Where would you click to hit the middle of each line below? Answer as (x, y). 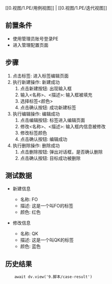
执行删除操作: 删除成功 (36, 145)
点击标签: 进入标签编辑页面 (41, 76)
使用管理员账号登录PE (35, 39)
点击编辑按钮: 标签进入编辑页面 (52, 120)
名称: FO (29, 199)
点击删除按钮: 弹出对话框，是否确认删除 (61, 152)
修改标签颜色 (33, 133)
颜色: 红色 (30, 212)
